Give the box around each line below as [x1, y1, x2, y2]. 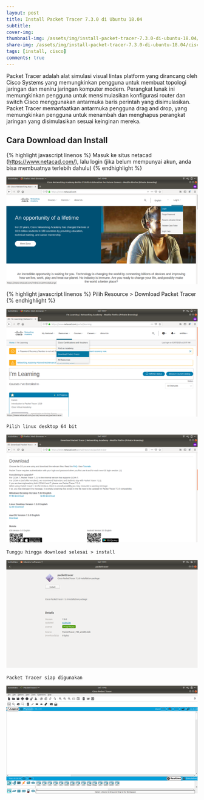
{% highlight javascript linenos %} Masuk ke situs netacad [6, 151, 152, 158]
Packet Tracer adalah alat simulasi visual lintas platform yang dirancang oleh [6, 72, 198, 79]
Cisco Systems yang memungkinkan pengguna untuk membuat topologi [6, 79, 187, 86]
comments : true [6, 55, 45, 61]
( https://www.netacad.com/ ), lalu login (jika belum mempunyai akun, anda [6, 158, 191, 165]
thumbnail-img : [6, 35, 45, 42]
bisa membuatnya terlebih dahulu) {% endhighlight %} [6, 164, 143, 172]
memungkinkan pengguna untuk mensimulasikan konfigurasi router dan [6, 91, 186, 99]
